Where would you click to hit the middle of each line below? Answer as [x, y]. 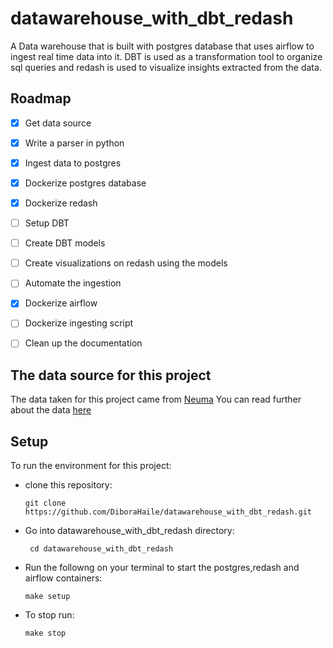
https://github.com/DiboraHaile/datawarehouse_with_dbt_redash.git [168, 512]
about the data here [51, 410]
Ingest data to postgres [73, 163]
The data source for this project [111, 375]
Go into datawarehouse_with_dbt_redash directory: [129, 531]
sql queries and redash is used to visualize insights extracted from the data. [166, 67]
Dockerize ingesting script [79, 323]
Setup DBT [47, 223]
